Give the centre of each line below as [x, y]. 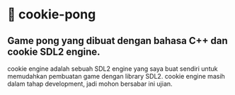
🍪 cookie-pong [52, 15]
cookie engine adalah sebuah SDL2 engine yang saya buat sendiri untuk [113, 69]
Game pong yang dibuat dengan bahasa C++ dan [117, 41]
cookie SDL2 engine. [54, 51]
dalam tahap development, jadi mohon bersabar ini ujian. [90, 84]
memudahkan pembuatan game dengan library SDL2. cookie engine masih [116, 76]
